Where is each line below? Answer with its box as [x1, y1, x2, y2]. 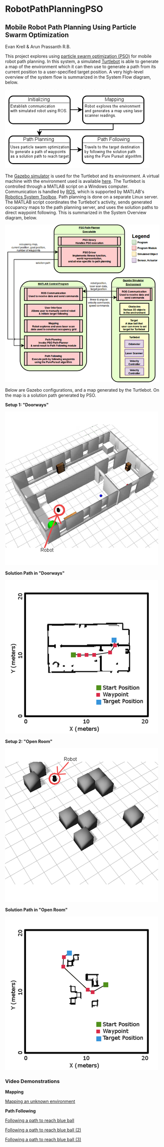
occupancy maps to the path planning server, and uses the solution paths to [5, 204, 159, 210]
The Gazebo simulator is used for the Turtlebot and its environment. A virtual [5, 173, 160, 179]
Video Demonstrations [5, 1078, 60, 1085]
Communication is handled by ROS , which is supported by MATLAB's [5, 189, 144, 195]
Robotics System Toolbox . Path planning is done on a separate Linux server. [5, 194, 158, 200]
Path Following [5, 1108, 36, 1114]
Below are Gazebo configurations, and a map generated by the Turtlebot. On [5, 387, 160, 393]
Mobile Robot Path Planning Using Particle [5, 23, 137, 31]
